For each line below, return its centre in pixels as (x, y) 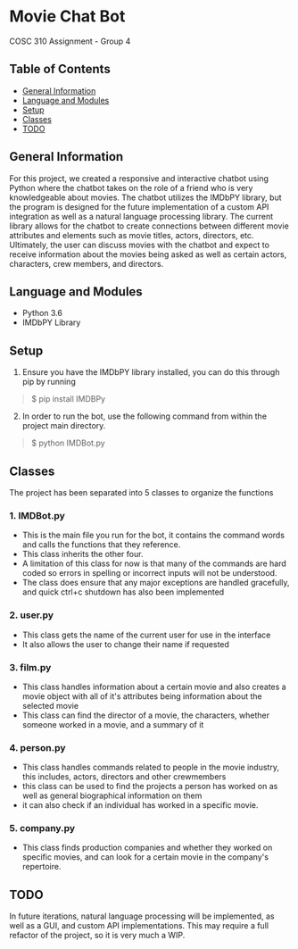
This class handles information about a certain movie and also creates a (154, 687)
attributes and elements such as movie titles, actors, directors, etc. (132, 235)
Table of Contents (60, 69)
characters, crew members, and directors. (87, 263)
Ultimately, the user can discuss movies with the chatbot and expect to (140, 245)
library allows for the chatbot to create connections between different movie (149, 226)
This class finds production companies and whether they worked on (147, 848)
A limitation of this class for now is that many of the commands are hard (154, 563)
